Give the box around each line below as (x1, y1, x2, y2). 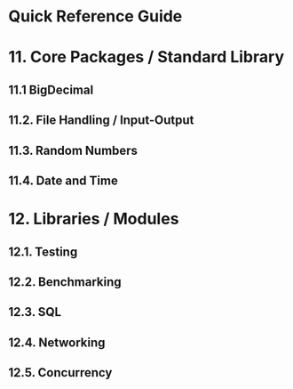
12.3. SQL (8, 304, 62, 320)
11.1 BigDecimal (8, 82, 94, 97)
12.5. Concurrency (8, 365, 113, 380)
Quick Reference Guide (8, 6, 183, 27)
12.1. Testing (8, 244, 78, 259)
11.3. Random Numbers (8, 142, 139, 158)
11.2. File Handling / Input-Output (8, 113, 194, 128)
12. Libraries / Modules (8, 209, 179, 229)
